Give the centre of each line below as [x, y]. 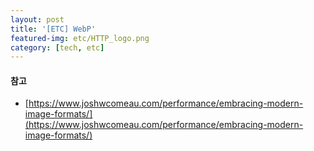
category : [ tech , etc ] [57, 47]
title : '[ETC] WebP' [53, 29]
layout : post [37, 19]
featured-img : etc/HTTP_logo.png [80, 38]
